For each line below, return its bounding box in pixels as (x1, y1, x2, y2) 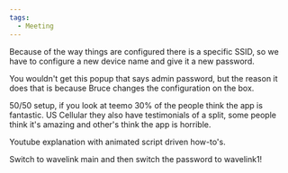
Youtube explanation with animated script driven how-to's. (9, 136, 227, 147)
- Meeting (17, 22, 54, 30)
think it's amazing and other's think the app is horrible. (9, 118, 211, 130)
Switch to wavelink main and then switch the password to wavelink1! (9, 153, 263, 164)
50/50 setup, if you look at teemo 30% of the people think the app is (9, 99, 264, 110)
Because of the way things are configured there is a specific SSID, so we (9, 46, 279, 56)
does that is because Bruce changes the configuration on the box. (9, 82, 255, 93)
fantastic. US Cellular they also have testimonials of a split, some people (9, 109, 277, 120)
